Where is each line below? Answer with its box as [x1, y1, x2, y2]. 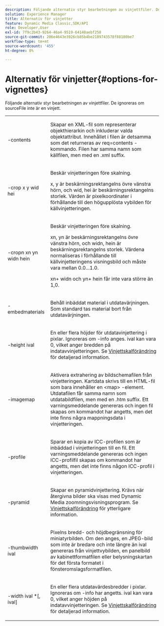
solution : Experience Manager [5, 12, 67, 17]
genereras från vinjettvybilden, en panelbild [50, 547, 150, 554]
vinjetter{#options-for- [62, 73, 158, 85]
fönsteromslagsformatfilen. [50, 566, 112, 573]
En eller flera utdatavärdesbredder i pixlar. [50, 583, 147, 590]
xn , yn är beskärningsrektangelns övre [50, 234, 138, 241]
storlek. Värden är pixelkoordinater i [50, 193, 132, 200]
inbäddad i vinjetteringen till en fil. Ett [50, 444, 135, 451]
